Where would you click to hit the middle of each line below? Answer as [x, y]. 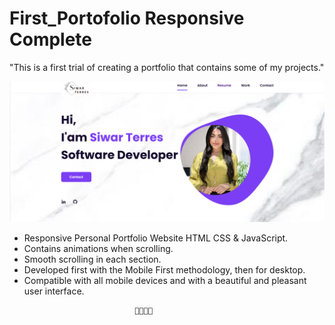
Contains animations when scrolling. [98, 249]
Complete [51, 39]
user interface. [54, 291]
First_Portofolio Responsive [127, 18]
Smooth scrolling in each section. [92, 259]
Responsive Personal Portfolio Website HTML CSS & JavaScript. [156, 238]
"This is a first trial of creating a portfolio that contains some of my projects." [167, 67]
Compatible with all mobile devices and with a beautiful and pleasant [165, 281]
